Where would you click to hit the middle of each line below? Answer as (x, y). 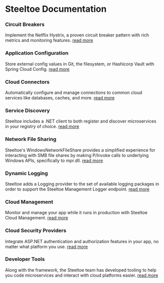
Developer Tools (25, 259)
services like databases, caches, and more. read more (60, 98)
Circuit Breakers (25, 25)
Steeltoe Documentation (56, 9)
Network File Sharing (31, 139)
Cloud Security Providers (36, 231)
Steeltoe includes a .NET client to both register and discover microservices (81, 121)
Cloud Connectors (27, 82)
